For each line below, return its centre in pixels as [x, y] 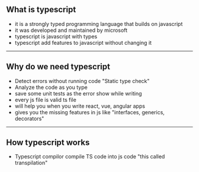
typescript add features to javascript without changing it [83, 42]
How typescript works [48, 143]
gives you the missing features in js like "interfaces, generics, [89, 112]
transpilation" [31, 163]
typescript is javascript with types [56, 36]
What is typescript [41, 10]
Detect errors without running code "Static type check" [82, 81]
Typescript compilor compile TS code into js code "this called [90, 157]
